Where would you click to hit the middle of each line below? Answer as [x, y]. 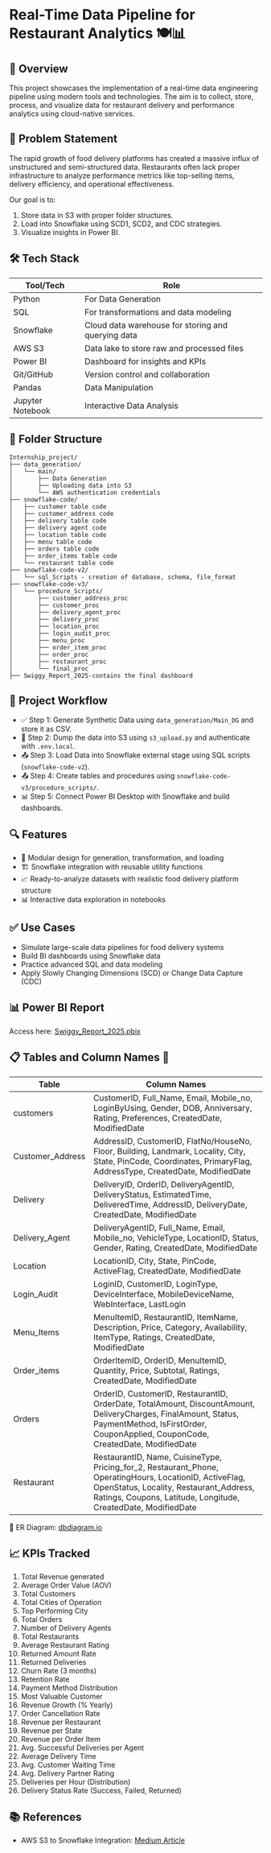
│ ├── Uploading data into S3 [70, 486]
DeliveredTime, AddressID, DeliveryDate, [170, 1204]
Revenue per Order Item [61, 1740]
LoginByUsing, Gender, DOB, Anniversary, [172, 1108]
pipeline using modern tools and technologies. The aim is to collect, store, [131, 97]
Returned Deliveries [53, 1662]
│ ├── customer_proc [54, 605]
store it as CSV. [46, 729]
